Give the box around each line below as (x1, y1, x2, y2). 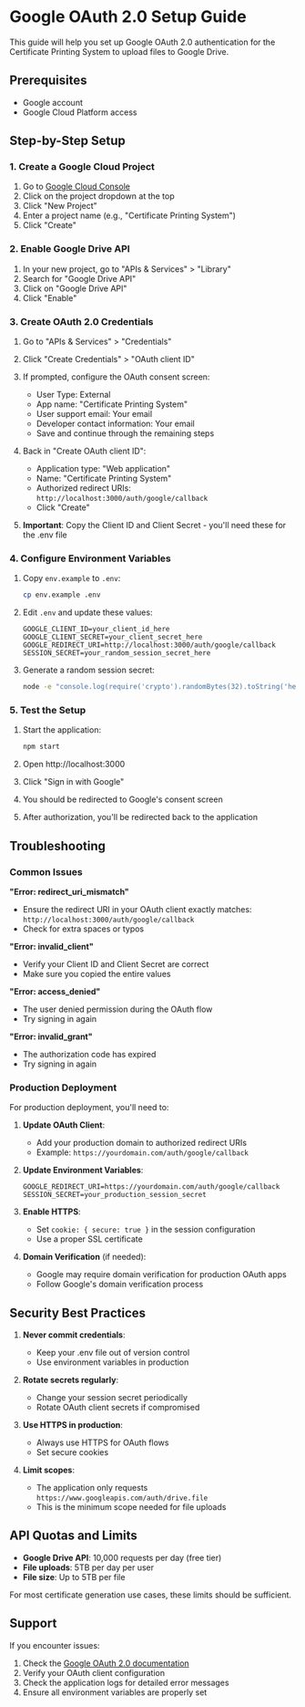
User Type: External (36, 390, 111, 401)
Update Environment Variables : (22, 1165, 144, 1176)
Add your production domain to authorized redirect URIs (36, 1138, 248, 1149)
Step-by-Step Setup (9, 133, 126, 149)
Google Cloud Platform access (22, 107, 137, 118)
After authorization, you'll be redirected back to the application (22, 812, 259, 823)
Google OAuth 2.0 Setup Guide (9, 6, 248, 27)
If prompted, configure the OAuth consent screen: (22, 371, 210, 382)
